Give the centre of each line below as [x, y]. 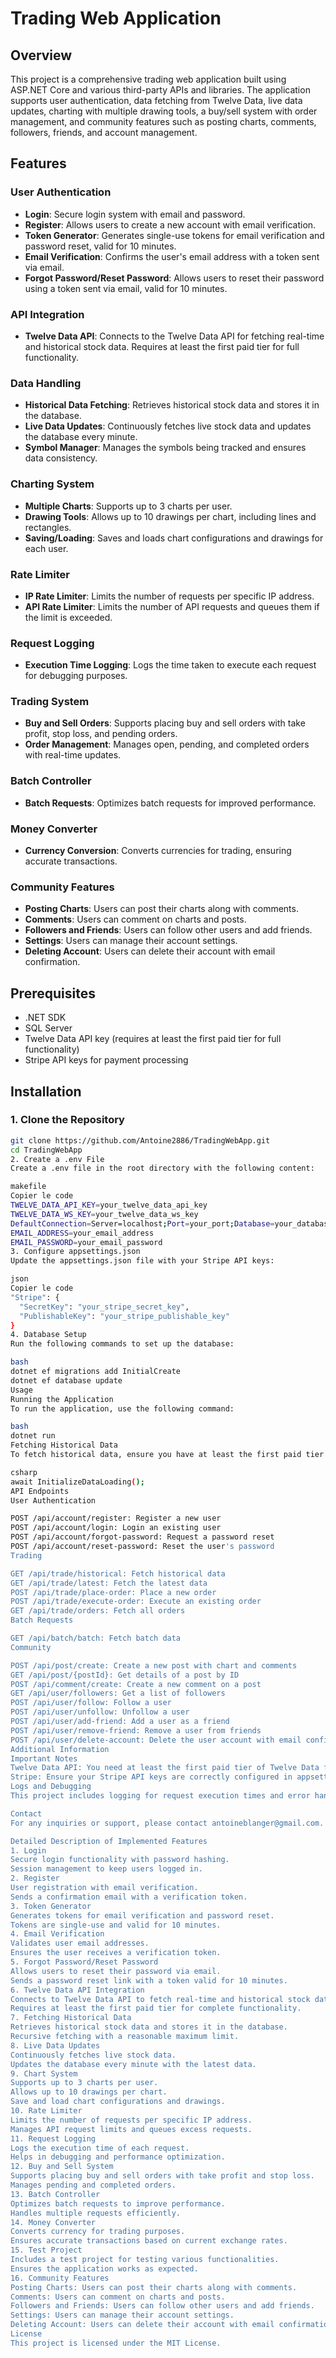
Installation [46, 1091]
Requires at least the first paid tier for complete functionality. [156, 2008]
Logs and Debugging [51, 1787]
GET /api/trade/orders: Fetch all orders [98, 1611]
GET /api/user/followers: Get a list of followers [118, 1693]
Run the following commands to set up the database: [122, 1344]
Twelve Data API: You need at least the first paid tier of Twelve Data [165, 1768]
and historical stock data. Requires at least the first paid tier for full [162, 346]
